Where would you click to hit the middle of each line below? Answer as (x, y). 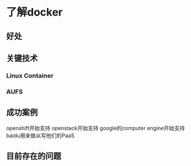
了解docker (34, 12)
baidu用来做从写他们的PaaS (40, 136)
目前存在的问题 (34, 156)
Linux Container (30, 75)
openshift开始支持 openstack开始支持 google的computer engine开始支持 (95, 128)
